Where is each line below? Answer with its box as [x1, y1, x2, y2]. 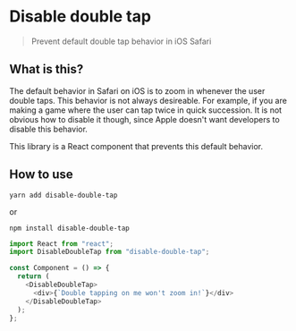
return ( [17, 272, 50, 281]
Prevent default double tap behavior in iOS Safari [30, 36, 212, 47]
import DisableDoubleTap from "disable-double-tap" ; [9, 248, 210, 257]
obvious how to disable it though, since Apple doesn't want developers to [9, 114, 280, 124]
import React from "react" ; [9, 239, 114, 248]
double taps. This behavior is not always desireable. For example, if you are [9, 95, 288, 106]
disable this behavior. [9, 123, 88, 134]
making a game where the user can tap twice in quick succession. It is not [9, 105, 283, 115]
